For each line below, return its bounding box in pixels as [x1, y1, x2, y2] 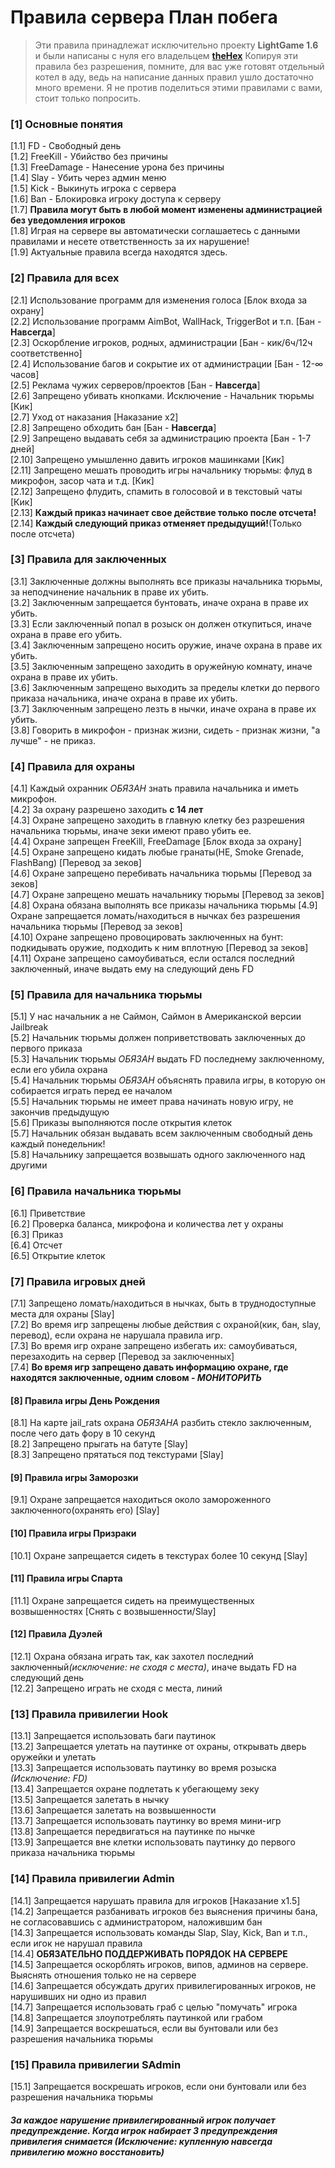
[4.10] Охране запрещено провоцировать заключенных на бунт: [10, 931, 284, 943]
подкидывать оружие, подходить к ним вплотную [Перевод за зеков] [10, 942, 309, 954]
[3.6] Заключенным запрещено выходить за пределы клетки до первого [10, 681, 320, 693]
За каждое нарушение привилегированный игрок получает [10, 2114, 276, 2126]
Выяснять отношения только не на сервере [10, 1969, 197, 1981]
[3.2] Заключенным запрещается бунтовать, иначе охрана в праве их [10, 596, 309, 608]
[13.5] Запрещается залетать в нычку [10, 1794, 170, 1806]
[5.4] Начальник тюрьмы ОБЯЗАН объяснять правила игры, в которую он [10, 1074, 326, 1086]
